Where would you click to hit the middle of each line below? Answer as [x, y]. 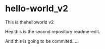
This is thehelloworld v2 [29, 22]
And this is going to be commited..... [42, 41]
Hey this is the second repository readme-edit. [53, 31]
